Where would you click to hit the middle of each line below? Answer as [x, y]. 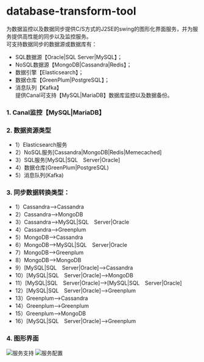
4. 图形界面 [23, 338]
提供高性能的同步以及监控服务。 [51, 36]
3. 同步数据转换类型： [38, 193]
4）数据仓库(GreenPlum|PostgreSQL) [62, 168]
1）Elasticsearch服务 [41, 145]
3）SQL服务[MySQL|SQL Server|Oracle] [68, 160]
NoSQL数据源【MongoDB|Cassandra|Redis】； [73, 65]
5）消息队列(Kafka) [39, 176]
